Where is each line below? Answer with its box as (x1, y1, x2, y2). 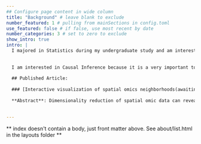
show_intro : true (6, 36, 50, 42)
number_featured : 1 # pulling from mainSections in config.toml (6, 20, 170, 26)
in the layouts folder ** (6, 131, 62, 138)
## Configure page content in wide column (6, 8, 114, 15)
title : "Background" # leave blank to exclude (6, 14, 124, 20)
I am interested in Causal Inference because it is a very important (11, 64, 188, 71)
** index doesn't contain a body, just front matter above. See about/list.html (6, 125, 193, 132)
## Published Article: (11, 75, 68, 81)
